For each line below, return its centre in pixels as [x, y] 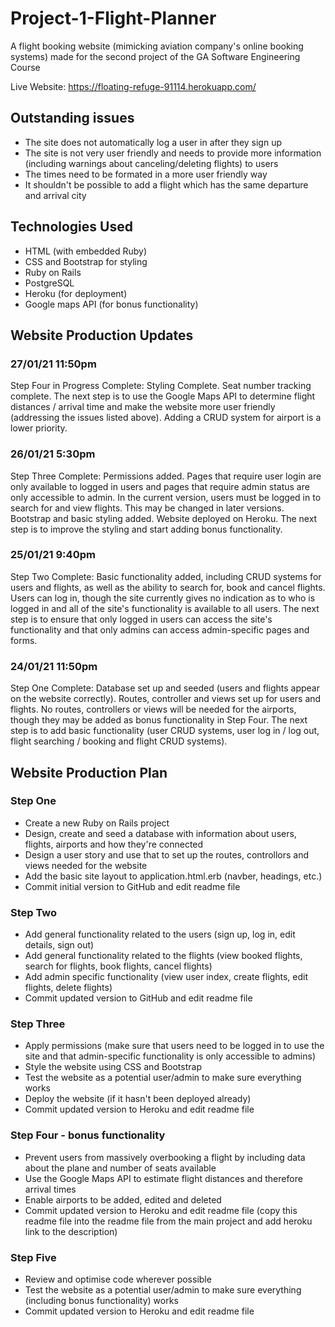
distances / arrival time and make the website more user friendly [143, 407]
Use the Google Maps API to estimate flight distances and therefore [163, 1178]
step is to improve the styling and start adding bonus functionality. [146, 529]
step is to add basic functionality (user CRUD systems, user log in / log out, [165, 731]
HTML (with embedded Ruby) [86, 251]
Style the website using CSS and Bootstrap [113, 1067]
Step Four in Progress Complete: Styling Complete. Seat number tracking [161, 386]
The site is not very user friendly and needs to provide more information [173, 153]
